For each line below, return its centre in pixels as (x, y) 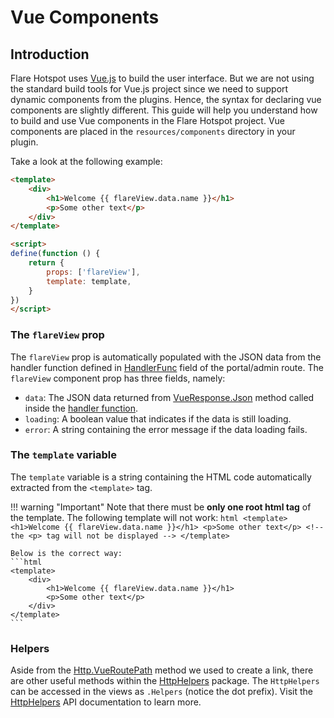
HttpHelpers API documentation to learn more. (106, 702)
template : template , (89, 281)
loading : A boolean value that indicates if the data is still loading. (158, 418)
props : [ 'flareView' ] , (93, 272)
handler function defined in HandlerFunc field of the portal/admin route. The (167, 367)
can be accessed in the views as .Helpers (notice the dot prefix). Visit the (161, 692)
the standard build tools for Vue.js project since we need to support (149, 89)
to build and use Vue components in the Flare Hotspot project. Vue (147, 120)
